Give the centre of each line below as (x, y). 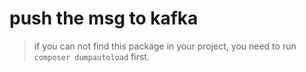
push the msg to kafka (104, 18)
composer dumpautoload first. (91, 56)
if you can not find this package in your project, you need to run (165, 46)
